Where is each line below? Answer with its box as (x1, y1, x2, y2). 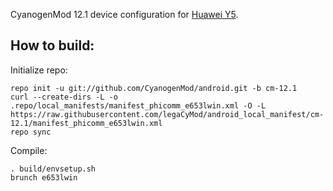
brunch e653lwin (10, 172, 78, 183)
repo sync (10, 127, 52, 137)
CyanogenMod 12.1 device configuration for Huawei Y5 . (10, 9, 239, 20)
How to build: (10, 37, 95, 54)
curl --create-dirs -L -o (10, 92, 118, 102)
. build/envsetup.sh (10, 164, 97, 174)
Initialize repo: (10, 64, 68, 76)
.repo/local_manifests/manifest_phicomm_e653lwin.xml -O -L (10, 100, 267, 111)
